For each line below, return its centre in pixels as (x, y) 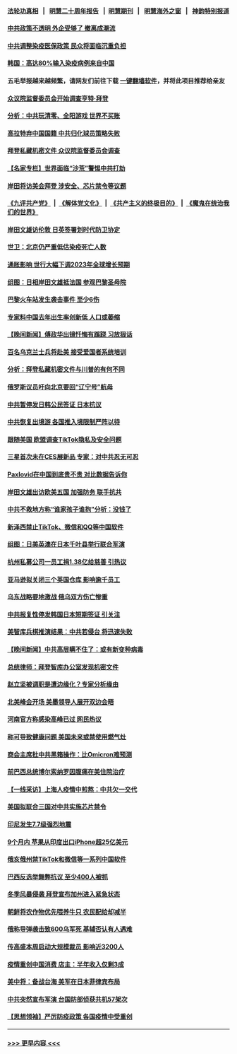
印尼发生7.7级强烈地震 (39, 824)
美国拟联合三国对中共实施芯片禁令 (57, 807)
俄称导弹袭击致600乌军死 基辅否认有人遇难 (70, 929)
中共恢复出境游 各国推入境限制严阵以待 (64, 422)
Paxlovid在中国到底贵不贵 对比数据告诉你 (67, 474)
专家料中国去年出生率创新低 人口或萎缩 (64, 317)
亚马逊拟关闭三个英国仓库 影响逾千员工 (64, 579)
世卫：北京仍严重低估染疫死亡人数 (57, 247)
